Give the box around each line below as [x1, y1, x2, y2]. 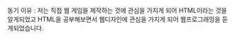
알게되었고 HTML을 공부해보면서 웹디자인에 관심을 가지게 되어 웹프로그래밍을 [7, 15, 221, 23]
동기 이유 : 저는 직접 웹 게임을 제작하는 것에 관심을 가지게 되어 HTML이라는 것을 [7, 6, 227, 14]
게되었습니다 [7, 24, 43, 32]
